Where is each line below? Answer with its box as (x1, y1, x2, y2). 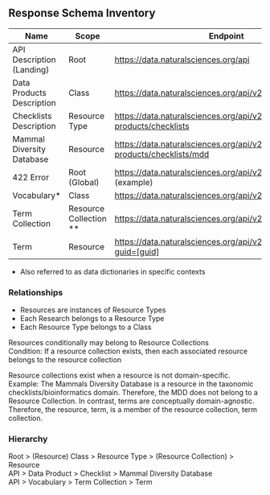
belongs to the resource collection (8, 355, 122, 365)
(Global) (67, 176, 100, 188)
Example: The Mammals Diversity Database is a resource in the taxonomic (8, 379, 254, 389)
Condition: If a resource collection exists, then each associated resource (8, 346, 247, 357)
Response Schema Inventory (8, 6, 156, 20)
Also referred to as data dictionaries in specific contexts (19, 266, 206, 276)
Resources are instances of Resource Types (19, 305, 166, 315)
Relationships (8, 287, 63, 298)
